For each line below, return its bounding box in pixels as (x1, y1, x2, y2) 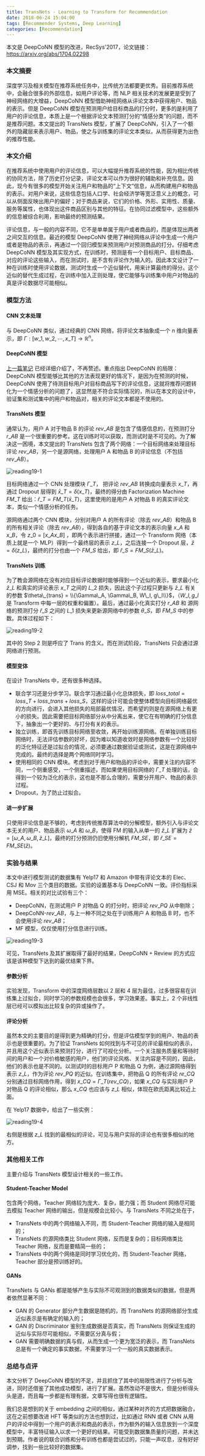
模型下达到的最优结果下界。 (27, 957, 98, 965)
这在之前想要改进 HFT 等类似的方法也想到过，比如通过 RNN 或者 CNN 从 (6, 1413, 189, 1420)
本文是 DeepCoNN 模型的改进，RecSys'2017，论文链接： (6, 43, 151, 51)
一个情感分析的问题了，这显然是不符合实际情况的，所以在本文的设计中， (16, 387, 199, 394)
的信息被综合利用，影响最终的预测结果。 (6, 212, 108, 220)
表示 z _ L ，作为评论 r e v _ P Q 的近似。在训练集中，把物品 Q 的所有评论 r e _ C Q (6, 1070, 195, 1078)
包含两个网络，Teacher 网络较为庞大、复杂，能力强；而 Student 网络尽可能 (6, 1199, 196, 1206)
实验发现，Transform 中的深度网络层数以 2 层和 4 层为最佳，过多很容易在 (6, 987, 191, 994)
